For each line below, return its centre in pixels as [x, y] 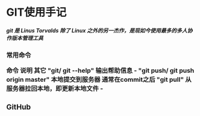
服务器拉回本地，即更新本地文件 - [55, 88]
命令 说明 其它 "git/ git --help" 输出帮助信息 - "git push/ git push [100, 70]
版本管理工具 [27, 38]
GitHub [19, 107]
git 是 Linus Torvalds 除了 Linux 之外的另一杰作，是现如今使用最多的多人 [97, 30]
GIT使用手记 [36, 12]
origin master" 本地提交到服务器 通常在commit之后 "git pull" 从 [99, 79]
